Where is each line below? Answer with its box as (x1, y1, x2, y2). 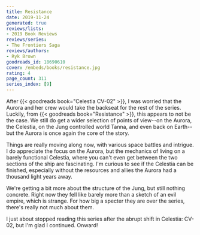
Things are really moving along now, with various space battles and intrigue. (6, 141, 194, 148)
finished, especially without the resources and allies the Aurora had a (6, 167, 177, 174)
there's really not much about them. (6, 204, 95, 210)
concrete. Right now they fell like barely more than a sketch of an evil (6, 191, 177, 198)
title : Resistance (6, 8, 52, 15)
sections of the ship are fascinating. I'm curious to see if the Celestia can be (6, 160, 194, 167)
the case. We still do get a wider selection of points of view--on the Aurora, (6, 117, 192, 123)
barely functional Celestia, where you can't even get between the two (6, 154, 178, 161)
